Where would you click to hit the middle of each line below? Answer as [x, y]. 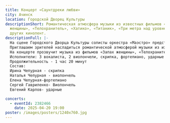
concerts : [16, 99]
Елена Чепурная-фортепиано [38, 80]
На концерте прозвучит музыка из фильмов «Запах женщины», [73, 52]
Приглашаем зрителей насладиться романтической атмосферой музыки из [84, 47]
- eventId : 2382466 [30, 103]
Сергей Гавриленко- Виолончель [43, 85]
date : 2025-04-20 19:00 [39, 108]
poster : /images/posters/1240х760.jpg [46, 113]
